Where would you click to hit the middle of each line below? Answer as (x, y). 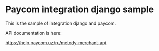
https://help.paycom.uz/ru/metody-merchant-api (56, 43)
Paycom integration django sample (80, 9)
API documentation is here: (33, 33)
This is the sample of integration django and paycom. (61, 23)
